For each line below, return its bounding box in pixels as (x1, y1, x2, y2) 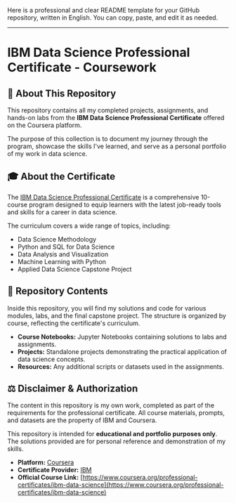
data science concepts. (17, 355, 86, 363)
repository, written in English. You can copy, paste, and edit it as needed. (7, 13, 218, 22)
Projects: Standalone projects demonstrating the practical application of (17, 347, 227, 355)
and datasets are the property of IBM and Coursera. (7, 416, 157, 424)
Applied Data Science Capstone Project (17, 265, 132, 273)
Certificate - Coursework (7, 60, 157, 76)
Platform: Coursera (17, 458, 74, 466)
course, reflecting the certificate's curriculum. (7, 319, 140, 327)
